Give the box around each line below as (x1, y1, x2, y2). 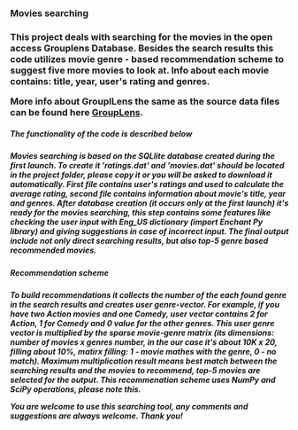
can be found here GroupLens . (10, 106, 144, 119)
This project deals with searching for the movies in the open (10, 30, 273, 43)
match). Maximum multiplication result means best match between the (10, 356, 278, 366)
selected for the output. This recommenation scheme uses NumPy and (10, 374, 277, 385)
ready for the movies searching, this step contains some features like (10, 207, 271, 218)
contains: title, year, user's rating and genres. (10, 74, 210, 87)
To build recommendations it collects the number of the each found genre (10, 289, 287, 300)
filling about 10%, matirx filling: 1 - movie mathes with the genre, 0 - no (10, 346, 277, 356)
